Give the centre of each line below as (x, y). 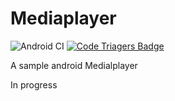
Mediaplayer (63, 18)
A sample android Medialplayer (74, 65)
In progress (34, 84)
